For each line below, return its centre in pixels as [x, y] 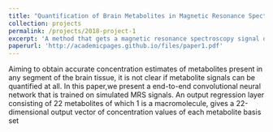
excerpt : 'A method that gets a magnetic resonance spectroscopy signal [134, 38]
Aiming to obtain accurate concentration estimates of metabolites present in [136, 69]
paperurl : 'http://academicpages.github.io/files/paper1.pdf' [116, 46]
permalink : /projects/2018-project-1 [72, 31]
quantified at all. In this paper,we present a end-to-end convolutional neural [135, 87]
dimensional [29, 112]
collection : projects [45, 23]
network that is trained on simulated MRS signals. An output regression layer [136, 95]
